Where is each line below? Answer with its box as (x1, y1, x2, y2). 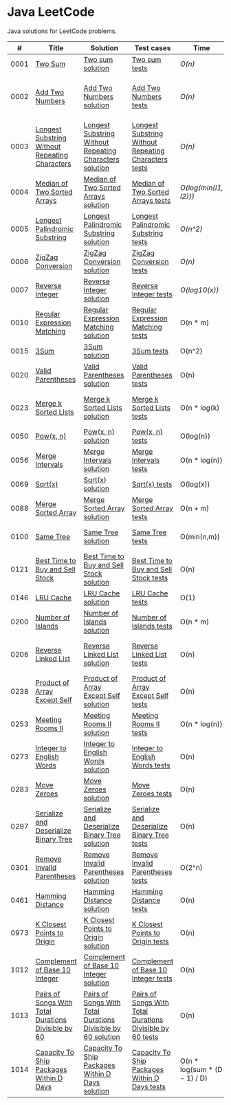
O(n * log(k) (179, 403, 220, 413)
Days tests (131, 1082, 166, 1091)
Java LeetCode (7, 4, 95, 20)
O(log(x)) (179, 479, 210, 489)
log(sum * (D (179, 1064, 223, 1074)
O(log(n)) (179, 431, 211, 441)
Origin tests (131, 937, 170, 946)
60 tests (131, 1032, 159, 1042)
